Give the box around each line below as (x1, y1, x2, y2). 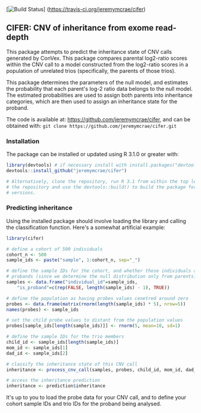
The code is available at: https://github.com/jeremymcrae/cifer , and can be (6, 115, 191, 123)
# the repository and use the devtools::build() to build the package (6, 184, 186, 190)
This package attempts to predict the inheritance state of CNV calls (6, 48, 172, 55)
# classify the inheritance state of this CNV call (6, 361, 138, 367)
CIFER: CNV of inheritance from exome (6, 23, 154, 33)
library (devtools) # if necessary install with (6, 162, 127, 169)
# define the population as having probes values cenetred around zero (6, 295, 188, 301)
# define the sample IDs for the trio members (6, 334, 124, 340)
